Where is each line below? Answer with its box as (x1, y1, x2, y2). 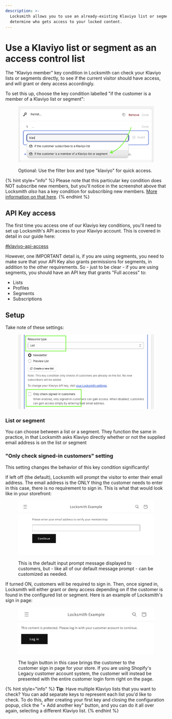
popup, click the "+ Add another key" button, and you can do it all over (5, 702, 155, 708)
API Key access (5, 208, 56, 218)
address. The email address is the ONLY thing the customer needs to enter (5, 479, 163, 485)
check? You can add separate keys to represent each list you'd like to (5, 691, 152, 697)
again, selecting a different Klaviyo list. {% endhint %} (5, 707, 119, 713)
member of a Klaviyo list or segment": (5, 96, 85, 102)
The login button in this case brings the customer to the (18, 659, 135, 666)
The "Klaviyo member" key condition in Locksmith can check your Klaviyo (5, 70, 161, 76)
